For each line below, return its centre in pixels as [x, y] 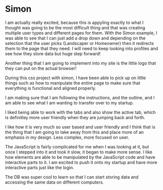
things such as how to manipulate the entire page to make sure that [73, 83]
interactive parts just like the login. [40, 168]
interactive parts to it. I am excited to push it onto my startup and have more [81, 162]
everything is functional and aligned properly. [51, 88]
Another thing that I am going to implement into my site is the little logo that [81, 63]
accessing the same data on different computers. [54, 182]
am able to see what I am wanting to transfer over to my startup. [70, 103]
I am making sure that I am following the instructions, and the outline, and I [80, 97]
